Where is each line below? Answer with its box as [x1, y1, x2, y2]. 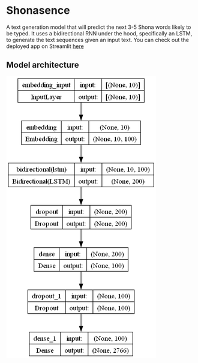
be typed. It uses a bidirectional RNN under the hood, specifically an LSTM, [6, 29, 193, 37]
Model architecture [6, 60, 79, 70]
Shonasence [6, 4, 70, 17]
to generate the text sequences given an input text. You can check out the [6, 36, 189, 43]
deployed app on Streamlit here [6, 43, 84, 50]
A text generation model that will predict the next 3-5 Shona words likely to [6, 23, 191, 31]
